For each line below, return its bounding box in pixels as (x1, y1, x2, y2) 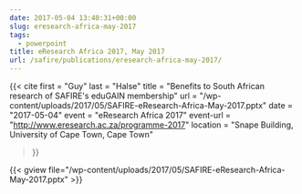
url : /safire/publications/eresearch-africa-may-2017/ (9, 56, 223, 65)
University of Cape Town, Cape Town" (9, 129, 153, 139)
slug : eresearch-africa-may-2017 (9, 22, 137, 31)
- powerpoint (17, 38, 68, 48)
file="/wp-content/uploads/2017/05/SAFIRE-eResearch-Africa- (48, 165, 286, 175)
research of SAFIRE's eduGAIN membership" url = (9, 90, 198, 101)
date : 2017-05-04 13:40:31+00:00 (9, 13, 137, 23)
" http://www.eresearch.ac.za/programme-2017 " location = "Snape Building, (9, 119, 294, 130)
